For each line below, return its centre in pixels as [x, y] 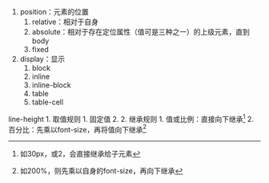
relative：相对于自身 [65, 22]
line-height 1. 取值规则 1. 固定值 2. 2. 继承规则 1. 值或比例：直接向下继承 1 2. [131, 118]
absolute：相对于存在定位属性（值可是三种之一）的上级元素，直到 [141, 32]
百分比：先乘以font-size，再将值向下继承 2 [77, 128]
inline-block [51, 85]
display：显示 [42, 59]
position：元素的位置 [54, 12]
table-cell [48, 102]
